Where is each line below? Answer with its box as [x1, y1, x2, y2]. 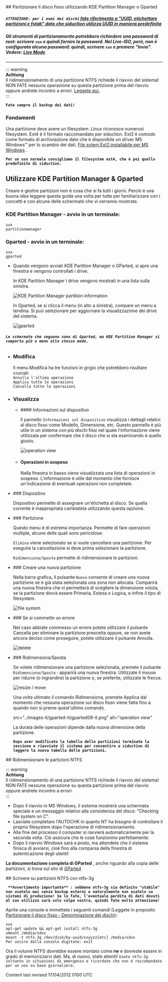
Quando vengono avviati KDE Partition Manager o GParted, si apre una [12, 263, 159, 269]
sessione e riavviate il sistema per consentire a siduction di [12, 744, 150, 749]
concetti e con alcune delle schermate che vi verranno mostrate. [5, 199, 139, 205]
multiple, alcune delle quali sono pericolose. [12, 530, 104, 536]
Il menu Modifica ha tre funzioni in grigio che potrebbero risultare [12, 364, 147, 371]
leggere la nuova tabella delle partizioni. [12, 748, 107, 753]
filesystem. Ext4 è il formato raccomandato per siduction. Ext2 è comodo [5, 131, 156, 137]
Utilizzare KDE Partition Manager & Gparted [5, 175, 144, 183]
